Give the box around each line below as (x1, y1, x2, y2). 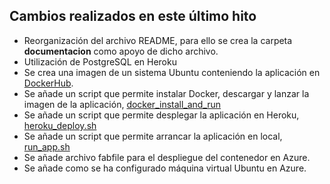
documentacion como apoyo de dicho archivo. (23, 45, 219, 57)
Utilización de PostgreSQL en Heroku (23, 55, 177, 68)
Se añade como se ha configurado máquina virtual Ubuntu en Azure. (23, 162, 307, 174)
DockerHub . (23, 77, 74, 89)
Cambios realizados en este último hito (9, 8, 257, 25)
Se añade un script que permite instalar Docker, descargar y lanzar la (23, 87, 310, 99)
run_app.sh (23, 140, 71, 153)
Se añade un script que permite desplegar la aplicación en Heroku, (23, 109, 300, 121)
